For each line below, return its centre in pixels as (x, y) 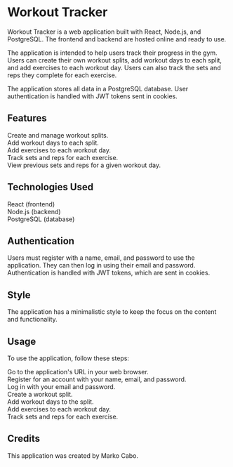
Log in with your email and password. (61, 387)
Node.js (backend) (34, 211)
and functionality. (32, 320)
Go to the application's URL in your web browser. (78, 372)
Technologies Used (50, 187)
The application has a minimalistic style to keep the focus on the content (112, 312)
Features (27, 118)
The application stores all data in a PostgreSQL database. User (98, 88)
